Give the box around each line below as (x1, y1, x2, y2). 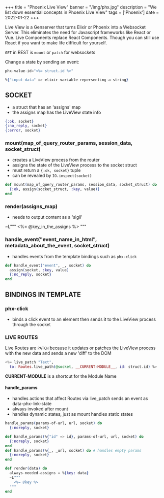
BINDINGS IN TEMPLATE (5, 290, 81, 299)
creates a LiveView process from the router (12, 157, 100, 163)
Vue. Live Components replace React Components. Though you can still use (5, 34, 160, 40)
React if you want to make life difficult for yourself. (5, 40, 107, 46)
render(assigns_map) (5, 203, 58, 210)
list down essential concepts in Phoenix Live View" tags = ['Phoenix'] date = (5, 9, 159, 15)
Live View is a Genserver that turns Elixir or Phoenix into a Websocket (5, 24, 146, 30)
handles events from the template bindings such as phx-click (12, 253, 137, 259)
